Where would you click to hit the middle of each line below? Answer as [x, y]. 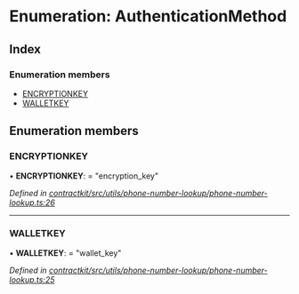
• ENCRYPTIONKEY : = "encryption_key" [84, 176]
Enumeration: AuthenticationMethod [148, 16]
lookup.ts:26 [32, 203]
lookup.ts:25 [32, 279]
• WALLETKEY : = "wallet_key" [65, 253]
